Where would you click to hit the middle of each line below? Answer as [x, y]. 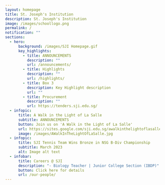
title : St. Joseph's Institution [39, 14]
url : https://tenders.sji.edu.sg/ [62, 106]
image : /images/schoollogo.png [37, 23]
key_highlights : [35, 51]
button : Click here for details [51, 170]
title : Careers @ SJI [40, 161]
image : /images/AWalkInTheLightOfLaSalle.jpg [65, 134]
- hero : [17, 42]
